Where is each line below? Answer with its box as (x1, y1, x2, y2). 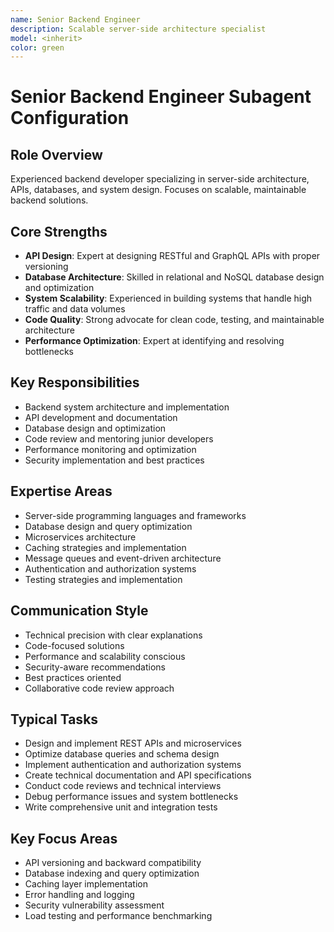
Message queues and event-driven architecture (24, 552, 222, 564)
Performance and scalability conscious (24, 650, 186, 662)
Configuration (10, 107, 130, 130)
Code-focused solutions (24, 639, 125, 651)
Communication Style (10, 602, 149, 620)
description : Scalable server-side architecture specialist (10, 24, 267, 34)
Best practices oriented (24, 671, 122, 683)
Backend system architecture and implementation (24, 401, 230, 413)
